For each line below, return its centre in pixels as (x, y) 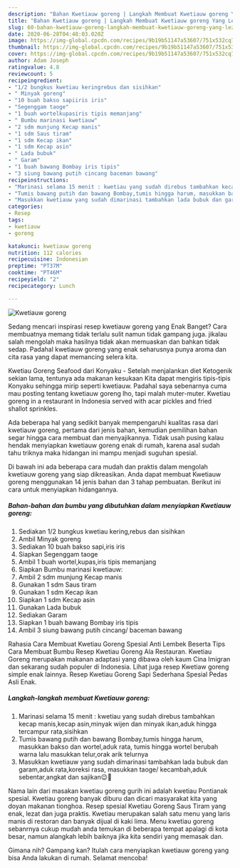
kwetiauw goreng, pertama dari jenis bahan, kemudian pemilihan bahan (113, 430)
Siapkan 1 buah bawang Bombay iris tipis (78, 622)
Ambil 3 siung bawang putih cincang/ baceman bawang (100, 630)
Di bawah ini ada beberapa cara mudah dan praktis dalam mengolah (108, 467)
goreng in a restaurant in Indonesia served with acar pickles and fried (110, 401)
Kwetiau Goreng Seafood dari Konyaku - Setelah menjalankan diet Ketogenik (120, 370)
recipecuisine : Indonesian (48, 259)
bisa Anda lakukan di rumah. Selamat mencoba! (78, 857)
